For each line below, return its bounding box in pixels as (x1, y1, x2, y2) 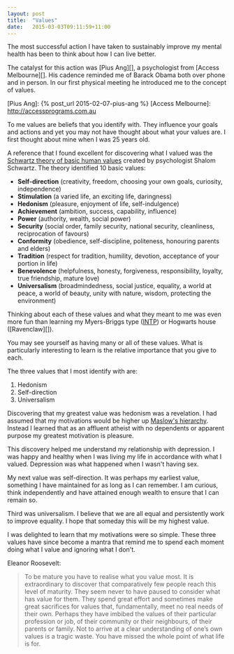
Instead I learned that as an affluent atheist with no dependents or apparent (7, 424, 225, 432)
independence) (17, 185, 61, 193)
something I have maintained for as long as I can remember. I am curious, (7, 481, 219, 489)
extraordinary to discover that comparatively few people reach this (24, 580, 217, 589)
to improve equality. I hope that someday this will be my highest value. (7, 517, 210, 526)
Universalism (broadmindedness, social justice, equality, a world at (17, 282, 212, 290)
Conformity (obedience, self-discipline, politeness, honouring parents (17, 237, 220, 245)
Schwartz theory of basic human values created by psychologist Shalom (7, 156, 217, 165)
